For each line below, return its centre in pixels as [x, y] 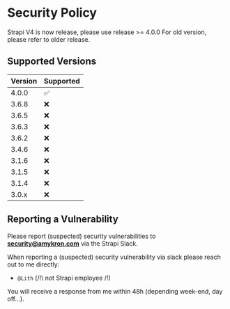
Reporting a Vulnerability [63, 220]
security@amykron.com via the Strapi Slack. [72, 243]
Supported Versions [52, 62]
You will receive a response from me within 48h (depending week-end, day [115, 291]
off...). [16, 299]
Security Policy [52, 13]
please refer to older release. [49, 39]
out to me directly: [33, 264]
